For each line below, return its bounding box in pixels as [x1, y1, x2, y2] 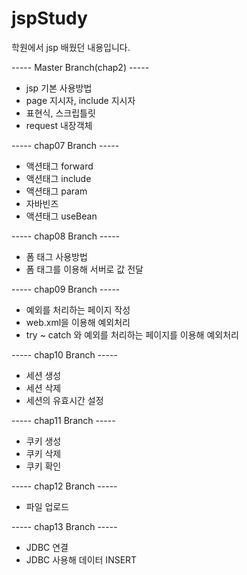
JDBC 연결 [25, 541, 69, 553]
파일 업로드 [25, 500, 70, 512]
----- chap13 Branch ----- [11, 520, 118, 532]
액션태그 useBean [25, 210, 98, 222]
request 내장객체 [25, 119, 93, 131]
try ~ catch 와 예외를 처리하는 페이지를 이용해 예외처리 [25, 328, 239, 341]
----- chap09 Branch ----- [11, 283, 121, 295]
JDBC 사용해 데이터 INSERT [25, 553, 138, 566]
